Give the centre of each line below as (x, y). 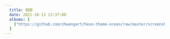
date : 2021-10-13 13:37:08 (38, 15)
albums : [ (20, 19)
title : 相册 (21, 10)
